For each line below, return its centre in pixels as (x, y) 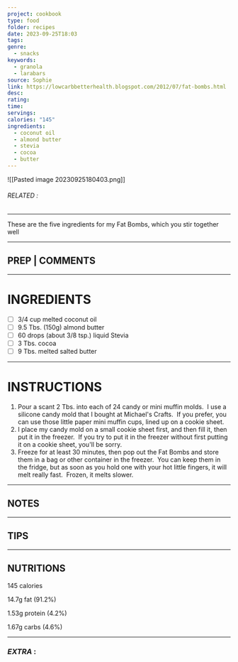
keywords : (22, 60)
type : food (23, 21)
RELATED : (23, 195)
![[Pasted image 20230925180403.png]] (66, 179)
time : (15, 107)
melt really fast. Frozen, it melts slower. (75, 475)
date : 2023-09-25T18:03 (42, 34)
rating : (19, 100)
